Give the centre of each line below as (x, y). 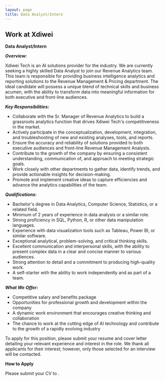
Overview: (16, 56)
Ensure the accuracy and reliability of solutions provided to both (78, 143)
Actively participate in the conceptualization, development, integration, (84, 132)
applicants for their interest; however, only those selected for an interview (80, 349)
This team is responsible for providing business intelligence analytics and (80, 76)
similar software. (29, 236)
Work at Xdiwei (29, 34)
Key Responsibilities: (27, 107)
